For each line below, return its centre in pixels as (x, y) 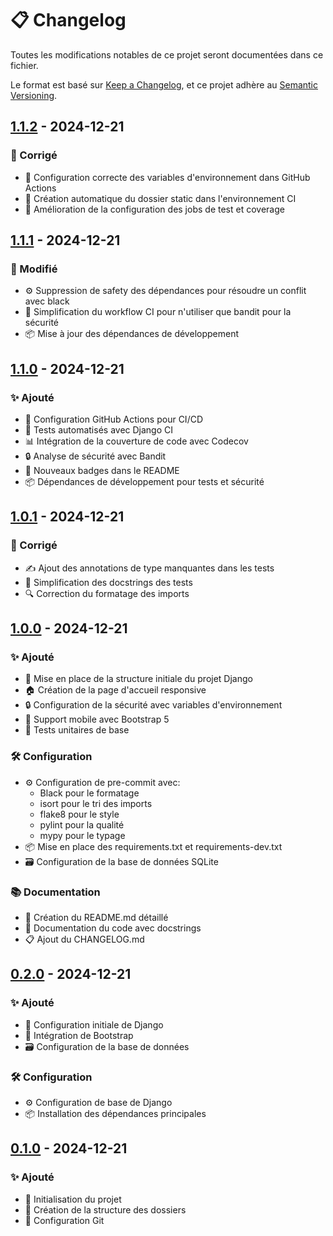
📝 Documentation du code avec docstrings (113, 928)
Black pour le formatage (89, 793)
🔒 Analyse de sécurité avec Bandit (95, 456)
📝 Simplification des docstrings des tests (108, 582)
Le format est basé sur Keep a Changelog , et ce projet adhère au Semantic (164, 84)
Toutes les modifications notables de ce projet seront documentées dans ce (167, 54)
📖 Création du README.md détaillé (96, 917)
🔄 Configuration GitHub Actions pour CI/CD (114, 419)
